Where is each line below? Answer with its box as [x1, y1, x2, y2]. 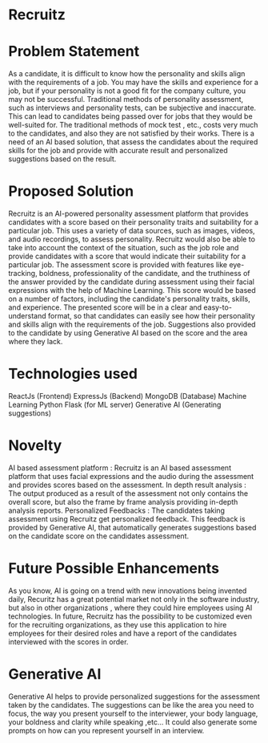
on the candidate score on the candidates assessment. [8, 531, 190, 541]
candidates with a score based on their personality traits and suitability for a [8, 217, 258, 227]
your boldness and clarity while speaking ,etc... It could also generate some [8, 717, 258, 727]
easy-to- [203, 302, 232, 312]
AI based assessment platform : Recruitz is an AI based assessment [8, 463, 232, 473]
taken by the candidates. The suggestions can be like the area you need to [8, 700, 254, 709]
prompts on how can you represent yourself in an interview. [8, 725, 205, 735]
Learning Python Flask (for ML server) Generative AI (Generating [8, 400, 222, 409]
